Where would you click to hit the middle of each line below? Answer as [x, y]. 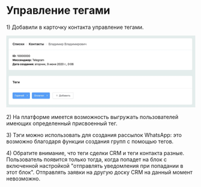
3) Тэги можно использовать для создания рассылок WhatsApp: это [94, 135]
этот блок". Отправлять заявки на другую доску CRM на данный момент [100, 172]
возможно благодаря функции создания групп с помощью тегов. [90, 141]
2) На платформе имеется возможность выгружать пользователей [92, 117]
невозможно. [23, 179]
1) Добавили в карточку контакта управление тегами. [75, 27]
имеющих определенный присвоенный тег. [62, 123]
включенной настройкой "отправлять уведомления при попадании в [95, 165]
